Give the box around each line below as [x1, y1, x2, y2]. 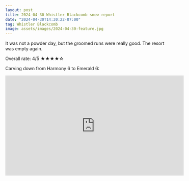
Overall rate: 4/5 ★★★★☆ [5, 55, 64, 62]
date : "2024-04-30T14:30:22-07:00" [5, 17, 81, 22]
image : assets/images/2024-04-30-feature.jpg [5, 26, 103, 32]
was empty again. [5, 46, 43, 52]
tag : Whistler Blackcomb [5, 21, 58, 27]
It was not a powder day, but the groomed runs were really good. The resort [5, 40, 165, 46]
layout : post [5, 7, 33, 13]
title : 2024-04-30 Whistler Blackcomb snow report [5, 12, 115, 17]
